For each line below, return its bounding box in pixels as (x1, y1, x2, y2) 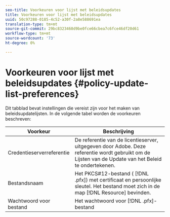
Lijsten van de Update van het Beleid (74, 155, 162, 162)
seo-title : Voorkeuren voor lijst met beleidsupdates (5, 7, 121, 13)
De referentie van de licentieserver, (74, 136, 158, 143)
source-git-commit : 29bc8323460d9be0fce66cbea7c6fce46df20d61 (5, 26, 139, 31)
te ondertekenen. (74, 162, 115, 169)
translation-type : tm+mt (5, 21, 58, 27)
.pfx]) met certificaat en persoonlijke (74, 176, 162, 183)
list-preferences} (5, 88, 79, 99)
